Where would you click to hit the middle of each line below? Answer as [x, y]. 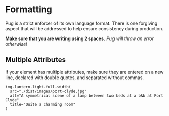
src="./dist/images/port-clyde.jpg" [48, 91]
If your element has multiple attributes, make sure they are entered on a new [84, 72]
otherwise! [16, 44]
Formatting [29, 9]
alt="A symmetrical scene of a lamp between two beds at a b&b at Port [87, 95]
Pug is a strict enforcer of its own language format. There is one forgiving [81, 23]
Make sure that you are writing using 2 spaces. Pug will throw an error [80, 38]
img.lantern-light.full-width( [38, 87]
